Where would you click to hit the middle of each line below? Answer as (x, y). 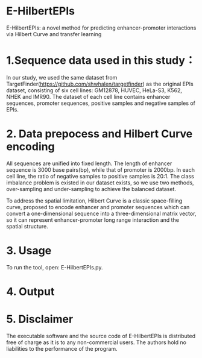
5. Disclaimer (40, 319)
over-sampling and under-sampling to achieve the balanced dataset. (91, 189)
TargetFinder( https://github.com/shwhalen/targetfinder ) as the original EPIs (100, 84)
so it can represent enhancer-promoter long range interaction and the (93, 220)
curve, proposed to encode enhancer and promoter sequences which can (98, 207)
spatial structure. (27, 226)
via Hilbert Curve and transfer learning (54, 34)
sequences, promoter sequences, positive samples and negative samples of (101, 103)
